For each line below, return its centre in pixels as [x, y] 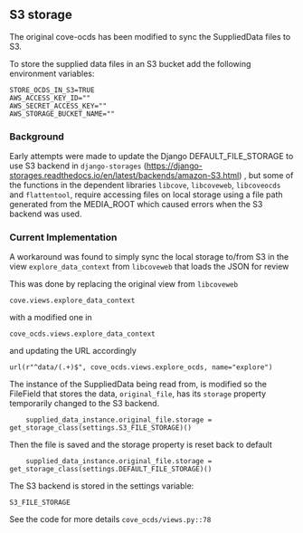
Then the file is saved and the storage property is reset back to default [141, 445]
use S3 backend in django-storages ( [78, 166]
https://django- [175, 166]
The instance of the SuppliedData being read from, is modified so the [138, 385]
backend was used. [46, 214]
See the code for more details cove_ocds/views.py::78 [110, 519]
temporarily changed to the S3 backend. [85, 404]
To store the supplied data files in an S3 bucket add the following [130, 63]
